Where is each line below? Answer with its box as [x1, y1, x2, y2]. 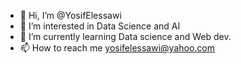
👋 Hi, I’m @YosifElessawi [19, 10, 122, 21]
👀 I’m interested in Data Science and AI [19, 20, 181, 32]
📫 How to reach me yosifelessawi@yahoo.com [19, 42, 215, 54]
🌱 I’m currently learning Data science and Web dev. [19, 31, 232, 42]
